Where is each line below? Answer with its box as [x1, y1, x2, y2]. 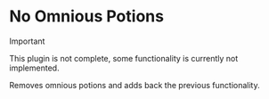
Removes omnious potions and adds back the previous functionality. [9, 79, 260, 90]
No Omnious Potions [9, 6, 165, 27]
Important [9, 36, 45, 46]
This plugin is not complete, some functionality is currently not [9, 53, 239, 63]
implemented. [9, 62, 60, 73]
